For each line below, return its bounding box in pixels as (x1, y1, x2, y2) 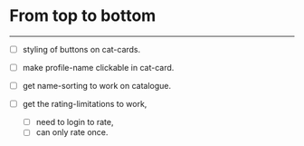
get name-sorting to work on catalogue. (22, 81, 172, 92)
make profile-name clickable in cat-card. (22, 63, 175, 73)
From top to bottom (9, 5, 157, 26)
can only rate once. (35, 127, 109, 138)
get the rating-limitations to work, (22, 99, 147, 110)
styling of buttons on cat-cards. (22, 44, 141, 54)
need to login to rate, (35, 117, 114, 128)
